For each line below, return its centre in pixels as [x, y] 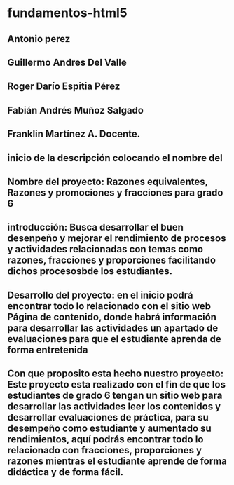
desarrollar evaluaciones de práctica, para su [108, 417]
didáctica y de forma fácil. [66, 472]
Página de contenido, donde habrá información [112, 317]
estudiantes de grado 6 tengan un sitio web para [115, 396]
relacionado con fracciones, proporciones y [104, 450]
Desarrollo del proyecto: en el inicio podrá [101, 295]
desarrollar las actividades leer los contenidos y [114, 407]
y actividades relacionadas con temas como [105, 249]
